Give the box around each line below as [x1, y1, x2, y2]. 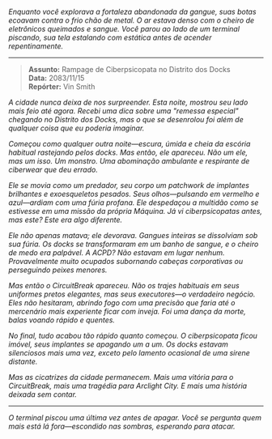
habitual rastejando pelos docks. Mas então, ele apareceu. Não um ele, [8, 147, 249, 157]
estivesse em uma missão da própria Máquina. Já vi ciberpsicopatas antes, [8, 207, 263, 215]
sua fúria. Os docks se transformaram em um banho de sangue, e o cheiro [8, 239, 259, 249]
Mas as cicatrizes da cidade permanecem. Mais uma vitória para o [8, 373, 234, 381]
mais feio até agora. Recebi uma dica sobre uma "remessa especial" [8, 106, 239, 116]
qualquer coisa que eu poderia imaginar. [8, 123, 145, 133]
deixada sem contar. [8, 390, 77, 399]
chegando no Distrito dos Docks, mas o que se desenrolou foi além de [8, 115, 244, 124]
